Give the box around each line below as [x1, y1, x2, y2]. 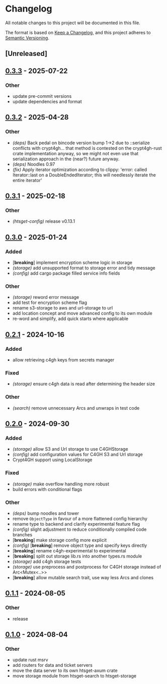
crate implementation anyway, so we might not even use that [12, 150, 139, 156]
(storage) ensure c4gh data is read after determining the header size [12, 381, 155, 387]
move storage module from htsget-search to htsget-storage [12, 673, 137, 679]
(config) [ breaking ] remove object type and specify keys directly [12, 542, 147, 548]
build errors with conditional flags [12, 486, 82, 492]
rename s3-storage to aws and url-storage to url [12, 305, 113, 311]
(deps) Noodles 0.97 [12, 161, 55, 167]
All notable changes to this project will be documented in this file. [5, 20, 141, 26]
